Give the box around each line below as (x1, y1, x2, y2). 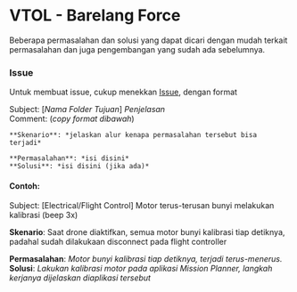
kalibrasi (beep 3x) (9, 210, 78, 221)
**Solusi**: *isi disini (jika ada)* (9, 162, 150, 171)
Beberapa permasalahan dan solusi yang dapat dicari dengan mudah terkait (9, 35, 288, 45)
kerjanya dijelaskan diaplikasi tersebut (9, 272, 152, 283)
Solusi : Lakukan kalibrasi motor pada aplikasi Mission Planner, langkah (9, 264, 273, 274)
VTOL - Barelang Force (9, 5, 181, 26)
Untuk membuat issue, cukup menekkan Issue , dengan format (9, 86, 238, 98)
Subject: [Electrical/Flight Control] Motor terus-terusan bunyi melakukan (9, 200, 275, 211)
